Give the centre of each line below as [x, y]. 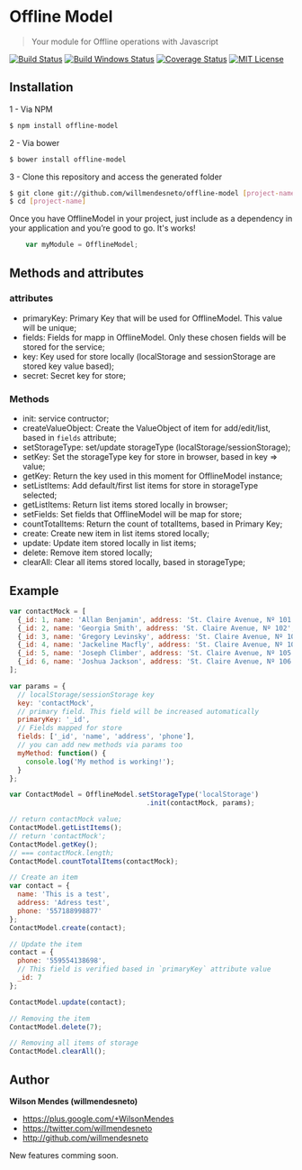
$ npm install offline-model [64, 125]
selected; [40, 495]
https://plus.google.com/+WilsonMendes [98, 1119]
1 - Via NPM [31, 109]
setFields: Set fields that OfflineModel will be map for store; [132, 515]
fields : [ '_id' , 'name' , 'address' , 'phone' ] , [106, 736]
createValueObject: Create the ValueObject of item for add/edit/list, [147, 428]
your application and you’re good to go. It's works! [102, 228]
